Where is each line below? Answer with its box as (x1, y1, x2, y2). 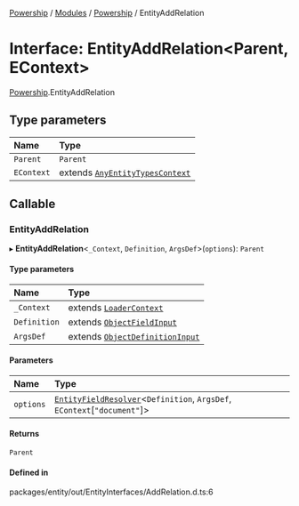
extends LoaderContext (68, 301, 164, 314)
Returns (9, 429, 40, 439)
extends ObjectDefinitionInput (68, 330, 200, 342)
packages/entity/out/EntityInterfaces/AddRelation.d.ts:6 (9, 486, 214, 497)
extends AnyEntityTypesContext (59, 166, 191, 179)
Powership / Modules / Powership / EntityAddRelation (9, 8, 205, 18)
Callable (9, 197, 56, 212)
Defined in (9, 467, 49, 478)
